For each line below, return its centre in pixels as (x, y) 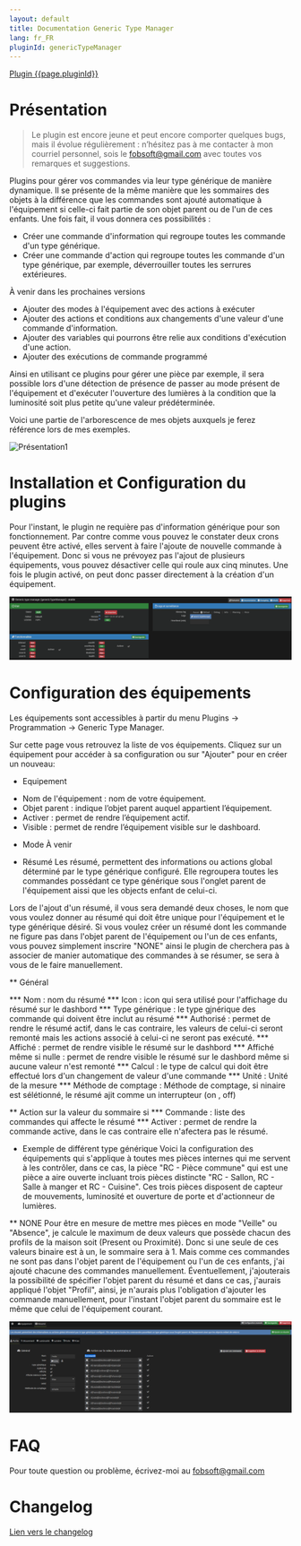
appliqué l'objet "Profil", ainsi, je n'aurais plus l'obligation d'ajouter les (138, 1290)
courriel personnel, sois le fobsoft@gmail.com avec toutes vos (146, 154)
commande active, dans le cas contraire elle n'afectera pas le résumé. (139, 1131)
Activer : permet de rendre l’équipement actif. (106, 817)
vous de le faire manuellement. (66, 964)
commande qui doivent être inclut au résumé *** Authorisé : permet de (140, 1018)
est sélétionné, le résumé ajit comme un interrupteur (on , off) (123, 1094)
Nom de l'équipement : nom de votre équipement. (114, 799)
